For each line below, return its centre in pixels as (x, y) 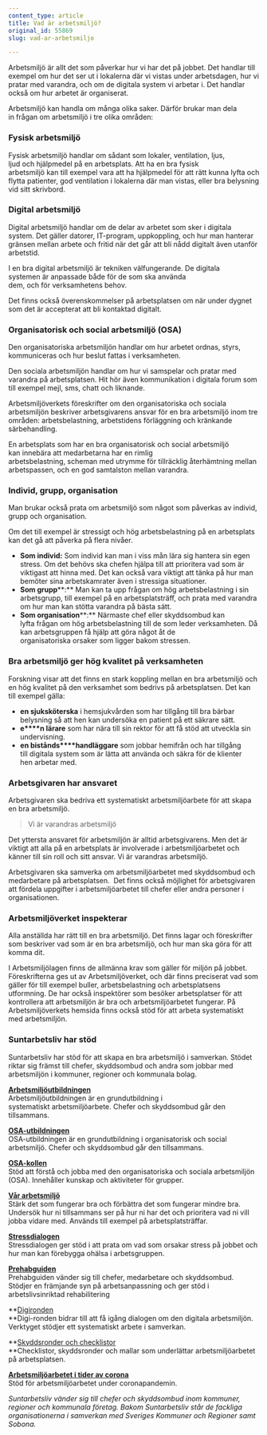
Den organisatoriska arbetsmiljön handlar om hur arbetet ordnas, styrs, (125, 347)
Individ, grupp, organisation (63, 490)
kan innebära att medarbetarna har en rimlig (80, 453)
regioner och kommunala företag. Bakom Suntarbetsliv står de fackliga (126, 1407)
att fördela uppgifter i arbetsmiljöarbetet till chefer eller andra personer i (126, 889)
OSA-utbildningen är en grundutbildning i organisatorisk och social (118, 1139)
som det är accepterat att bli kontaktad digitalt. (85, 309)
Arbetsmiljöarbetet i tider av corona (69, 1374)
